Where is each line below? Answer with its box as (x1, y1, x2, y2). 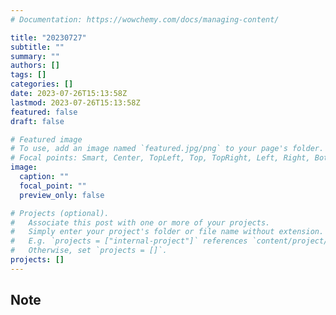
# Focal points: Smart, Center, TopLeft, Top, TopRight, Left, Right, (10, 153, 311, 163)
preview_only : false (19, 190, 105, 200)
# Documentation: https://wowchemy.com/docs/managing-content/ (10, 14, 280, 25)
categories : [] (10, 79, 74, 90)
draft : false (10, 116, 65, 126)
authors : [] (10, 61, 60, 71)
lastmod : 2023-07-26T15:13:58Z (10, 97, 141, 108)
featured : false (10, 107, 78, 117)
